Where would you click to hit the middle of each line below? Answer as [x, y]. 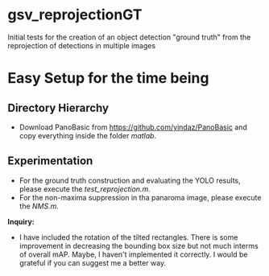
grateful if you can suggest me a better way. [93, 262]
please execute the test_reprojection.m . [85, 189]
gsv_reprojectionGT [75, 15]
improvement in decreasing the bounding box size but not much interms [139, 245]
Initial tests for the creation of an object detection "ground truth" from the [129, 37]
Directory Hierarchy [58, 107]
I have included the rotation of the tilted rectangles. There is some [128, 237]
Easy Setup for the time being [108, 78]
